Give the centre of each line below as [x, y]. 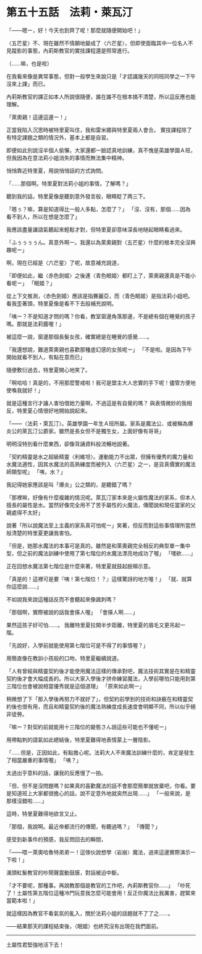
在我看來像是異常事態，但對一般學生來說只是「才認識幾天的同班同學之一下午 [101, 76]
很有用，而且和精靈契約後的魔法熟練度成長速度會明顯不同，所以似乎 [106, 706]
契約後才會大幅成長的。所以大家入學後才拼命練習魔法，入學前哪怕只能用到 [98, 678]
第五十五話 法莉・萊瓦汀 [70, 12]
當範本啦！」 [22, 900]
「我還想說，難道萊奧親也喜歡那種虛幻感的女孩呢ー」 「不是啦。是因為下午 [99, 349]
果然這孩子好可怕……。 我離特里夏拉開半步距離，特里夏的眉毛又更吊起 [93, 625]
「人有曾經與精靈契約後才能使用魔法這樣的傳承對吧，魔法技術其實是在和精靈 [101, 671]
